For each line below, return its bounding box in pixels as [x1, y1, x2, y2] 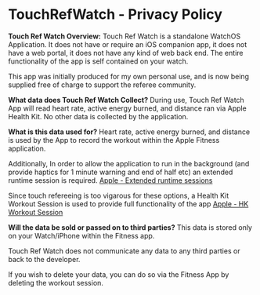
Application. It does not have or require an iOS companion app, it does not [8, 39, 247, 49]
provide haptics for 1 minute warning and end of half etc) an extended [8, 167, 233, 177]
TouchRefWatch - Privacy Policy [8, 5, 223, 24]
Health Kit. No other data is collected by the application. [8, 111, 189, 121]
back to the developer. [8, 254, 81, 264]
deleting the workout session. [8, 278, 104, 287]
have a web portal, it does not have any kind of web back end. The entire [8, 48, 244, 57]
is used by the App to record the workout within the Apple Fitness [8, 135, 220, 144]
